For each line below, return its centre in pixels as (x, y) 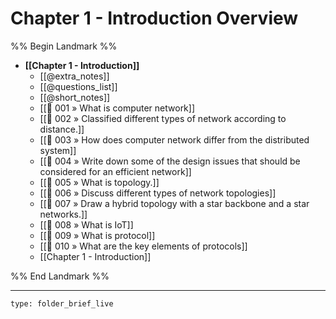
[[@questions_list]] (78, 86)
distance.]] (62, 129)
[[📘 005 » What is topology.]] (99, 182)
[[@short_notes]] (75, 97)
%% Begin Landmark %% (64, 46)
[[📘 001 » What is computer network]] (117, 108)
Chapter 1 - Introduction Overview (154, 18)
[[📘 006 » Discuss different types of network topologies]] (158, 193)
